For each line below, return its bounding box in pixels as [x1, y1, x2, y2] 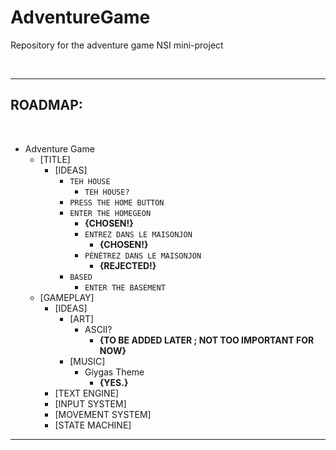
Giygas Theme [84, 366, 145, 378]
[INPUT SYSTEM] [54, 397, 127, 410]
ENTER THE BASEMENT [84, 282, 166, 293]
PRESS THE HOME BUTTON [69, 197, 165, 208]
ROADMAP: [10, 97, 83, 114]
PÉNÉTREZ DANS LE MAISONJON [84, 251, 202, 261]
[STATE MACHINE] [54, 419, 132, 431]
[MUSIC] [69, 355, 106, 367]
